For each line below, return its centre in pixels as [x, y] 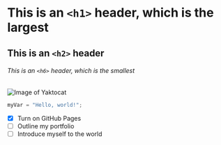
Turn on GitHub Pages [49, 118]
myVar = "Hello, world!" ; [45, 105]
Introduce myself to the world [60, 134]
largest [28, 27]
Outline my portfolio [46, 126]
